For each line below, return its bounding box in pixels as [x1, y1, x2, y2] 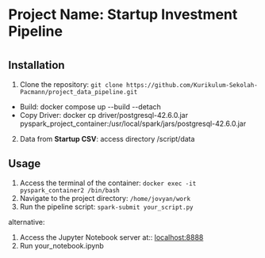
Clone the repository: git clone [19, 79, 123, 89]
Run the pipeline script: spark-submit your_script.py [19, 202, 194, 211]
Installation [8, 59, 65, 72]
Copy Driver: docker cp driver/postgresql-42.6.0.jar [19, 110, 189, 120]
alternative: [8, 217, 45, 226]
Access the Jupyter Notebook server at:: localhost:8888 [19, 232, 204, 242]
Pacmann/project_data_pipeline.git [19, 88, 138, 96]
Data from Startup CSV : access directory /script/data [19, 134, 195, 143]
